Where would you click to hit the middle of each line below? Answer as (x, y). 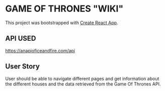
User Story (22, 67)
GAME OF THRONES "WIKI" (64, 9)
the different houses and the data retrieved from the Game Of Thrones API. (83, 84)
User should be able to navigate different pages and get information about (82, 78)
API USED (21, 38)
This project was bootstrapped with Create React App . (62, 23)
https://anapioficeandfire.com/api (40, 50)
